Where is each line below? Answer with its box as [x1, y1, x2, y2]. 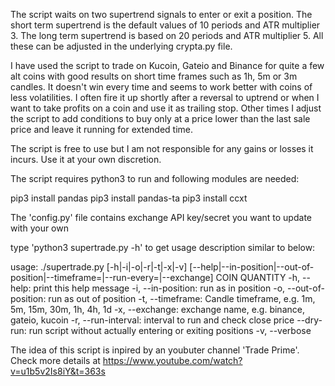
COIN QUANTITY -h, [215, 272, 301, 283]
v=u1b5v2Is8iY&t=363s [10, 365, 106, 377]
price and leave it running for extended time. [10, 124, 194, 135]
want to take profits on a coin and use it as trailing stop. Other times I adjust [10, 102, 322, 114]
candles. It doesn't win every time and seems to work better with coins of [10, 81, 313, 93]
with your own [10, 222, 69, 234]
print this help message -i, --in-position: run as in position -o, [33, 282, 286, 294]
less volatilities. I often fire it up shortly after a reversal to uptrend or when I [10, 92, 320, 103]
